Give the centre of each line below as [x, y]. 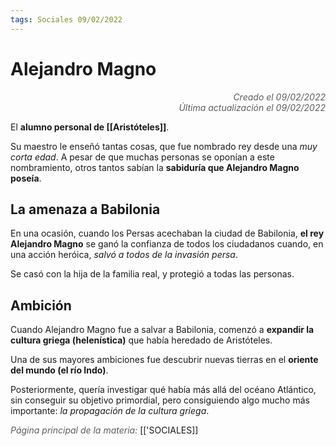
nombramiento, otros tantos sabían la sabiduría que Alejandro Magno [155, 167]
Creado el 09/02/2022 [279, 97]
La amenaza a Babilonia [85, 209]
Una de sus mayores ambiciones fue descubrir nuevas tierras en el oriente [164, 360]
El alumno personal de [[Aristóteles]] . [90, 127]
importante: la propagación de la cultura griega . [110, 411]
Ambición [41, 305]
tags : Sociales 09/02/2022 [66, 19]
